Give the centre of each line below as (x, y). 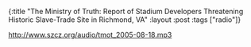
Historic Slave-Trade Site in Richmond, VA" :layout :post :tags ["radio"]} (125, 20)
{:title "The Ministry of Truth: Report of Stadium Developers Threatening (126, 11)
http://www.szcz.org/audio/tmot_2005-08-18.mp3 (90, 35)
